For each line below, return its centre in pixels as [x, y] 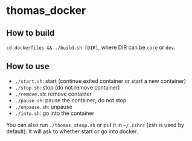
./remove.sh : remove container [53, 94]
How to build [30, 33]
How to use [28, 66]
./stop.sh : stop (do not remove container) [67, 87]
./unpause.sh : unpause [43, 107]
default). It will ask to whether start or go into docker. [72, 131]
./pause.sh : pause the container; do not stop [71, 100]
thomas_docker [46, 11]
